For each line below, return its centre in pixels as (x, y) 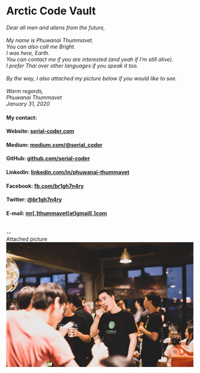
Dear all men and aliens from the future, (56, 27)
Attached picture (27, 239)
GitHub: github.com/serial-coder (48, 158)
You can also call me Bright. (41, 47)
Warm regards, (25, 91)
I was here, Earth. (28, 53)
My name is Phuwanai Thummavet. (50, 40)
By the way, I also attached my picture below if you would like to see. (92, 78)
